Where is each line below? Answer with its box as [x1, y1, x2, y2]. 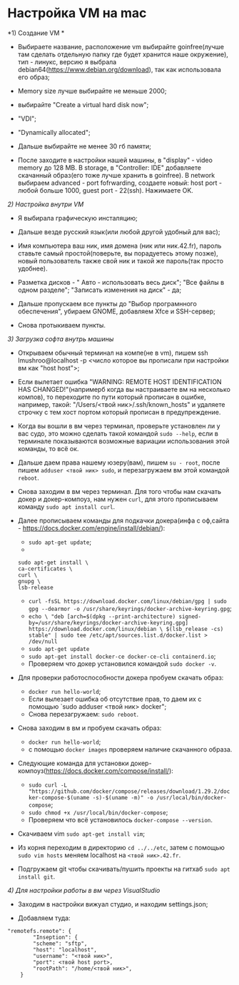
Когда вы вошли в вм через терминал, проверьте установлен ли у [17, 421, 220, 430]
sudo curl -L [28, 782, 68, 789]
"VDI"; [17, 114, 37, 123]
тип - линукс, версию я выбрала [17, 57, 117, 66]
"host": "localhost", [33, 946, 98, 954]
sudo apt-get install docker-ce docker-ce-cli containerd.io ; [28, 652, 216, 660]
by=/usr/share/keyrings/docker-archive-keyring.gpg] [28, 619, 189, 626]
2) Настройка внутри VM [7, 200, 84, 208]
